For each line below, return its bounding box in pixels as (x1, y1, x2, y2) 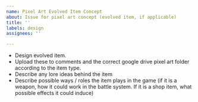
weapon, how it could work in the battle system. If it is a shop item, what (14, 83, 192, 90)
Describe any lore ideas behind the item (14, 71, 113, 78)
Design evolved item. (14, 52, 67, 59)
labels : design (6, 25, 44, 31)
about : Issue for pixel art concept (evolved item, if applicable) (6, 14, 177, 20)
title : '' (6, 19, 31, 25)
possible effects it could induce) (14, 90, 94, 97)
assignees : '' (6, 31, 42, 37)
